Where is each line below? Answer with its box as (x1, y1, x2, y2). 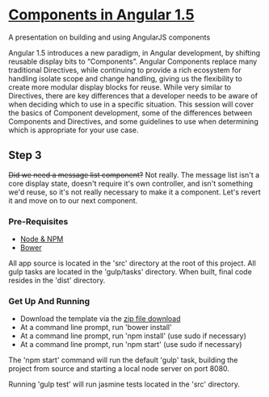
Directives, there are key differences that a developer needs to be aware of (8, 90, 258, 100)
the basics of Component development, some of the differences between (8, 107, 253, 118)
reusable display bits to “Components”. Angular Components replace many (8, 56, 258, 66)
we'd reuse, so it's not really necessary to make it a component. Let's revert (8, 187, 261, 197)
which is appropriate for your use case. (8, 125, 139, 135)
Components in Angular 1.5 (8, 6, 195, 24)
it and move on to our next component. (8, 195, 138, 205)
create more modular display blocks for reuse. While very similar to (8, 82, 232, 92)
